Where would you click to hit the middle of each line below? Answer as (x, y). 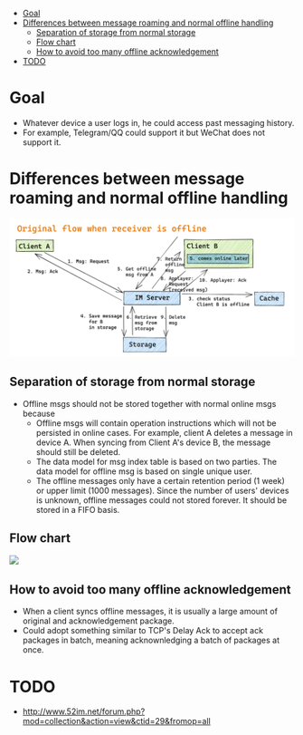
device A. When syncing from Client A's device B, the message (153, 442)
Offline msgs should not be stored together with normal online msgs (149, 403)
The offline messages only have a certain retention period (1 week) (160, 480)
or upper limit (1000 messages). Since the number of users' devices (162, 490)
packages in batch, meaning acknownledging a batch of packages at (151, 640)
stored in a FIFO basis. (78, 509)
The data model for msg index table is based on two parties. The (156, 461)
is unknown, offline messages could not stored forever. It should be (161, 500)
